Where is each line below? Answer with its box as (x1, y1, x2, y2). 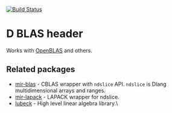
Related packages (6, 64, 75, 75)
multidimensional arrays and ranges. (14, 86, 106, 94)
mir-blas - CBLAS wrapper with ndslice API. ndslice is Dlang (14, 80, 167, 88)
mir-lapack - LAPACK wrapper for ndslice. (14, 93, 119, 100)
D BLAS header (6, 27, 83, 40)
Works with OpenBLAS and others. (6, 47, 92, 54)
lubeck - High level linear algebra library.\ (14, 100, 118, 107)
